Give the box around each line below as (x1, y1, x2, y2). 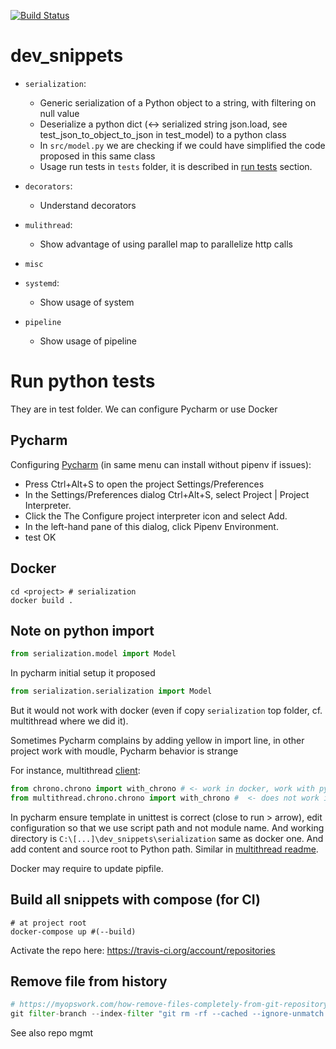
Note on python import (10, 622, 155, 639)
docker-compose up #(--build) (10, 926, 137, 937)
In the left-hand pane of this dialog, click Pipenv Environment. (24, 520, 279, 532)
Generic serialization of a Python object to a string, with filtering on (39, 96, 317, 109)
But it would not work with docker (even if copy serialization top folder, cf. (10, 705, 323, 717)
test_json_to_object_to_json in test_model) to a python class (39, 128, 287, 140)
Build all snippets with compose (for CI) (10, 891, 261, 909)
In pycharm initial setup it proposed (10, 667, 156, 679)
